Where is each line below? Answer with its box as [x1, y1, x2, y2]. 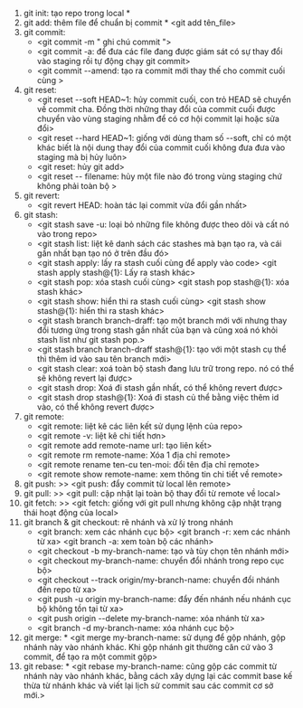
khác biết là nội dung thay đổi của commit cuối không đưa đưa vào [36, 142, 286, 153]
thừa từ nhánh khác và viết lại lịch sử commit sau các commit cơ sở [23, 680, 274, 691]
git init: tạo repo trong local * [23, 8, 130, 18]
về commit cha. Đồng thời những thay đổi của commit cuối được [36, 104, 276, 114]
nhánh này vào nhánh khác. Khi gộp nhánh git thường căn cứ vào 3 [23, 642, 274, 652]
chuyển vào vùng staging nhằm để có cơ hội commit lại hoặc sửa [36, 113, 279, 124]
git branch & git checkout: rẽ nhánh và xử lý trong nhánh [23, 517, 233, 527]
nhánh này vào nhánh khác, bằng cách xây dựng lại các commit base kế [23, 671, 293, 681]
